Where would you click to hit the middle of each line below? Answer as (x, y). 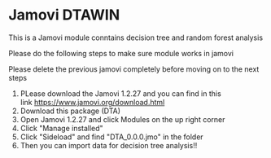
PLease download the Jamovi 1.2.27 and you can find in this (120, 93)
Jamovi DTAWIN (64, 15)
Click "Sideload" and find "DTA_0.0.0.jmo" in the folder (111, 137)
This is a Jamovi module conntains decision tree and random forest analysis (135, 37)
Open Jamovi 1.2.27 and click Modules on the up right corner (122, 119)
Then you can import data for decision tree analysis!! (109, 145)
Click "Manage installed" (61, 128)
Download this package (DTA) (70, 111)
